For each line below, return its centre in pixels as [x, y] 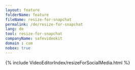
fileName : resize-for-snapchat [38, 19]
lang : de [15, 29]
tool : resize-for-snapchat [34, 34]
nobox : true [18, 48]
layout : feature [22, 10]
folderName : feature [27, 15]
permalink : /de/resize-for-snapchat [44, 24]
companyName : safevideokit [34, 39]
